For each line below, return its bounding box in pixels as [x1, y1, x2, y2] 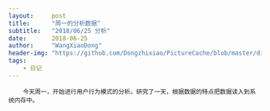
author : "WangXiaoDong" [8, 42, 103, 50]
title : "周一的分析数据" [8, 19, 101, 27]
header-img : [8, 49, 48, 57]
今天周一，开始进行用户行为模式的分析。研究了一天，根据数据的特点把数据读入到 [22, 88, 251, 96]
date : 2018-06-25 [8, 34, 88, 43]
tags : [8, 57, 27, 65]
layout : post [8, 11, 67, 20]
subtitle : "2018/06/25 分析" [8, 27, 111, 35]
